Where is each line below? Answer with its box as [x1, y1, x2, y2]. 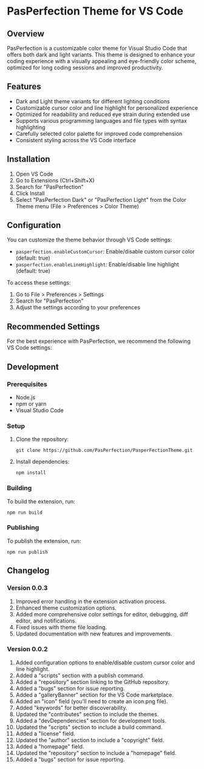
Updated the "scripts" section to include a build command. [15, 723, 163, 731]
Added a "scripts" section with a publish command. [15, 672, 144, 679]
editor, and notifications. [15, 617, 77, 624]
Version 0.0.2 [7, 645, 48, 653]
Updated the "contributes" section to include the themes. [15, 710, 159, 718]
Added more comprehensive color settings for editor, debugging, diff [15, 610, 188, 618]
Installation [7, 154, 50, 165]
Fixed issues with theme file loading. [15, 623, 107, 630]
